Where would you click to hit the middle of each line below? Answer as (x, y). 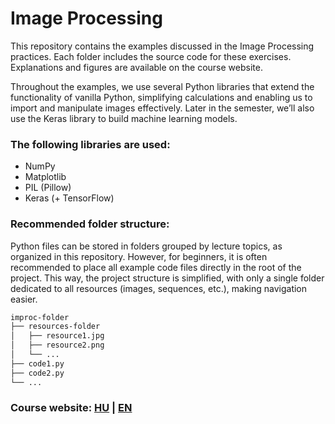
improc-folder (40, 317)
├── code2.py (37, 373)
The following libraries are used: (90, 144)
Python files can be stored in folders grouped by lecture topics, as (146, 246)
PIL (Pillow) (48, 188)
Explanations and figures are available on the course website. (136, 67)
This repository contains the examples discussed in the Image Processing (162, 46)
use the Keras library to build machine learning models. (124, 118)
